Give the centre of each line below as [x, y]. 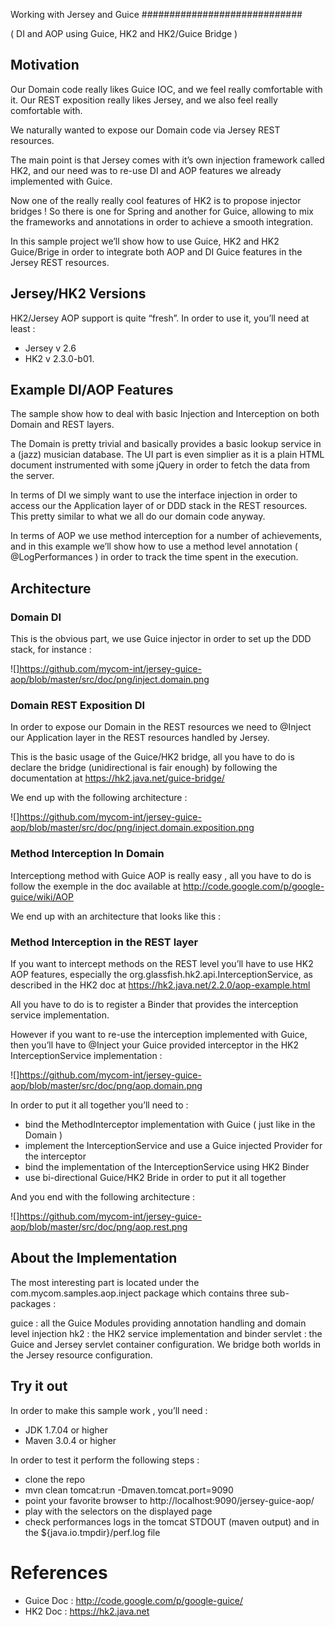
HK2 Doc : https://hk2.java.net [87, 1611]
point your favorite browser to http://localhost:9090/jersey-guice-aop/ [169, 1500]
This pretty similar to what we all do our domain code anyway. [138, 516]
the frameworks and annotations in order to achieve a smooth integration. [162, 221]
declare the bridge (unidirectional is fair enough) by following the [144, 768]
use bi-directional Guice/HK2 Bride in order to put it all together [155, 1178]
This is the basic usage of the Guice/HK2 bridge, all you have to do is [152, 757]
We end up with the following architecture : [99, 798]
